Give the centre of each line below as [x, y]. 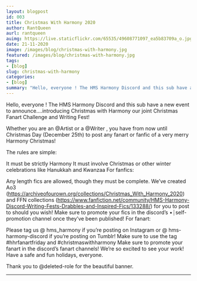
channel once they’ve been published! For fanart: [91, 218]
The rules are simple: [32, 152]
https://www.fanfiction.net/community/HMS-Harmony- [123, 199]
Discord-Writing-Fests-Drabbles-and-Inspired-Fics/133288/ [79, 206]
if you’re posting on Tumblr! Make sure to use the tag [113, 236]
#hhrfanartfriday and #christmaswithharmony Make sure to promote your [94, 242]
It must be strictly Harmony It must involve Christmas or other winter [89, 163]
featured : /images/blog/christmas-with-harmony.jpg [70, 55]
